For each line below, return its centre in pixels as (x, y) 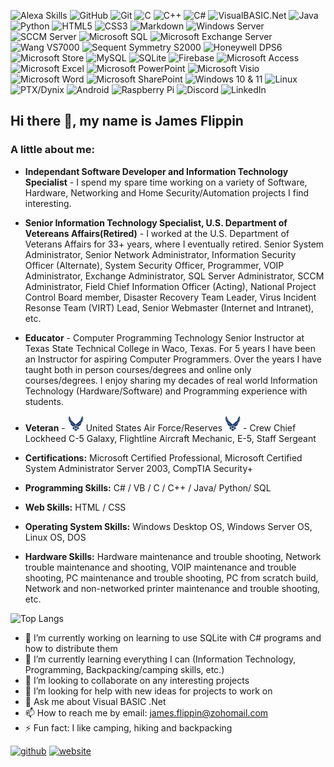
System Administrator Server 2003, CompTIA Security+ (139, 468)
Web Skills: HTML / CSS (75, 507)
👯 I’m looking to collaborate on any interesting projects (137, 680)
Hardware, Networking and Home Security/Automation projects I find (167, 192)
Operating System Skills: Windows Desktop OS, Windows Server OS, (168, 526)
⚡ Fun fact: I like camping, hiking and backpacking (128, 727)
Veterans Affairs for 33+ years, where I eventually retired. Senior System (174, 244)
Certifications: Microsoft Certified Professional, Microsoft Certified (163, 457)
